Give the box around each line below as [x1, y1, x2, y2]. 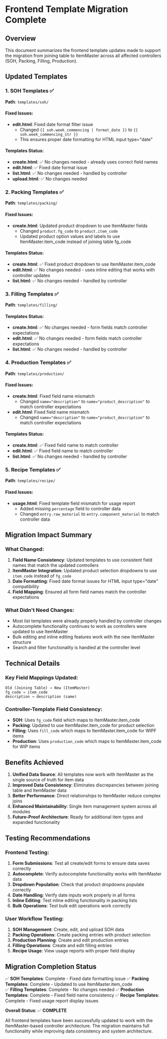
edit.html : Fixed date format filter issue [12, 121, 93, 127]
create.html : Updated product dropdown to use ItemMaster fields [12, 223, 148, 229]
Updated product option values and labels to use [19, 233, 120, 239]
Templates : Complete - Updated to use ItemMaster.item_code [5, 981, 133, 987]
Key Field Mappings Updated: [5, 674, 78, 681]
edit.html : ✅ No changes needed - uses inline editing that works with [12, 267, 156, 273]
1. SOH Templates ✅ [5, 88, 54, 95]
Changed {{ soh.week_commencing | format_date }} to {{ [19, 127, 138, 133]
